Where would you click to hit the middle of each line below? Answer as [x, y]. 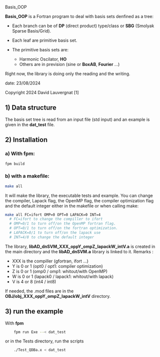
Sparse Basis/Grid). [32, 31]
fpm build [15, 164]
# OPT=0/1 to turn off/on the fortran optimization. [64, 228]
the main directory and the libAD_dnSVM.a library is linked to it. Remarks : [79, 251]
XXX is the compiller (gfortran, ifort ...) [50, 261]
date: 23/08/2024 [23, 83]
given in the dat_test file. [30, 124]
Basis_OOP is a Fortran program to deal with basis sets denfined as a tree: [79, 16]
